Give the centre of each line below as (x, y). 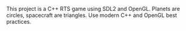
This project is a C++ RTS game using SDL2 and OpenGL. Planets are (93, 9)
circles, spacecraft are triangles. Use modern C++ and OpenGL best (92, 15)
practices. (19, 22)
